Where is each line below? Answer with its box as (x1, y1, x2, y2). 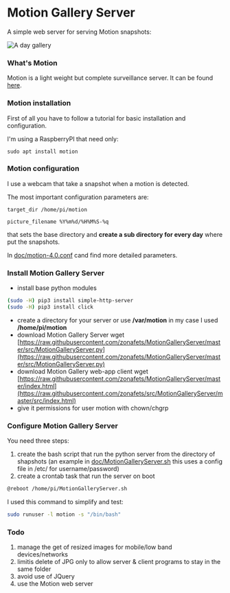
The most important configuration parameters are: (7, 193, 149, 201)
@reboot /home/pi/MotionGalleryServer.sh (7, 486, 128, 492)
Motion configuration (7, 164, 80, 174)
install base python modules (16, 284, 97, 292)
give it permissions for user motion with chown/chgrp (16, 404, 169, 412)
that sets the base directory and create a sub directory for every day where (7, 230, 223, 238)
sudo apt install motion (7, 148, 78, 155)
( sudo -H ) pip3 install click (7, 304, 94, 311)
